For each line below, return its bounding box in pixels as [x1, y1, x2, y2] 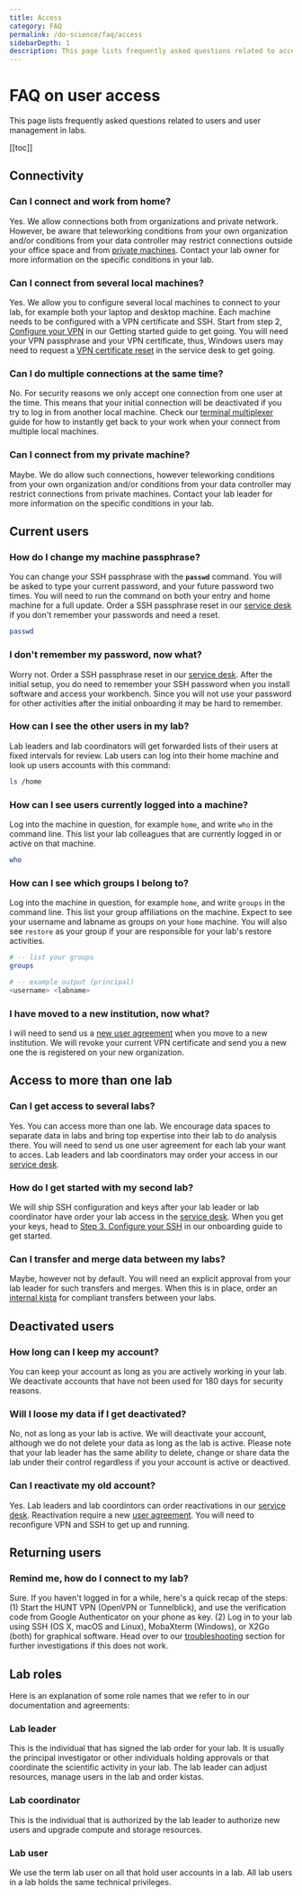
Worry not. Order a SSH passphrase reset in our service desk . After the [9, 668, 273, 680]
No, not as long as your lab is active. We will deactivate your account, [9, 1429, 267, 1439]
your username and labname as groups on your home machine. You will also [9, 916, 288, 928]
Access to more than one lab [9, 1073, 173, 1088]
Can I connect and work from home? [9, 195, 171, 208]
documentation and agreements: [9, 1700, 130, 1710]
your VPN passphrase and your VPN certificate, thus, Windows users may [9, 335, 284, 347]
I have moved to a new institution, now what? [9, 1007, 210, 1020]
